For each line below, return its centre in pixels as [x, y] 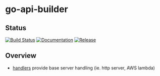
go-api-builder [37, 9]
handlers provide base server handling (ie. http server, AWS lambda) [84, 68]
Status [16, 28]
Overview [21, 56]
